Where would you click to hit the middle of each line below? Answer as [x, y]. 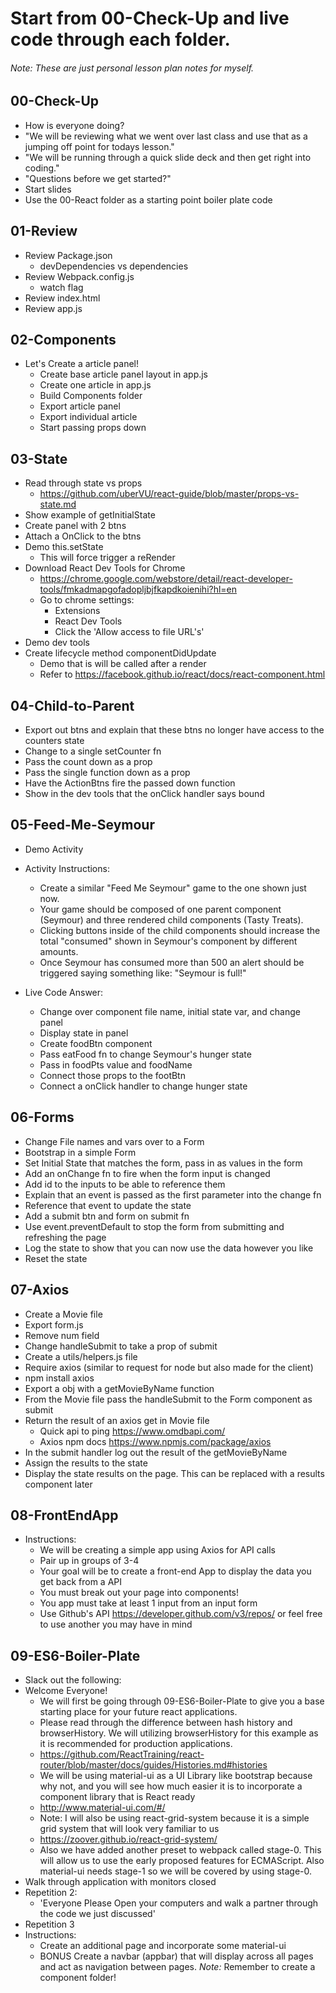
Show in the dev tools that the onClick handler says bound [144, 794]
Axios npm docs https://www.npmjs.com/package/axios [155, 1441]
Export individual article [88, 417]
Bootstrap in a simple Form [80, 1152]
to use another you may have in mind [116, 1624]
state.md [58, 504]
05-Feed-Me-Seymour [82, 825]
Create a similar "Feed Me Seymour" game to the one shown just [173, 888]
